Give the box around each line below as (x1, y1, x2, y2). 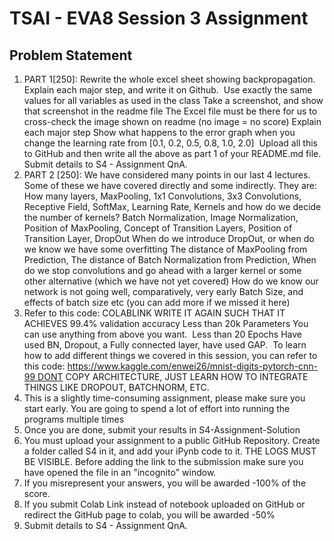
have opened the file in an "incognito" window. (23, 467, 217, 478)
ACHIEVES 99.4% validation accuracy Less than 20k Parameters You (23, 318, 309, 329)
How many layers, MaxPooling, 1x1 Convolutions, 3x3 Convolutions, (23, 190, 302, 202)
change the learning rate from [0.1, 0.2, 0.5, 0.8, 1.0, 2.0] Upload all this (23, 137, 319, 149)
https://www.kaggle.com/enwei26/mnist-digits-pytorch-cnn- (67, 360, 319, 372)
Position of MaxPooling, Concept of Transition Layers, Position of (23, 222, 293, 234)
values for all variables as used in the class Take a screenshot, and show (23, 95, 324, 106)
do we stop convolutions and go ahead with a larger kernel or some (23, 265, 302, 276)
